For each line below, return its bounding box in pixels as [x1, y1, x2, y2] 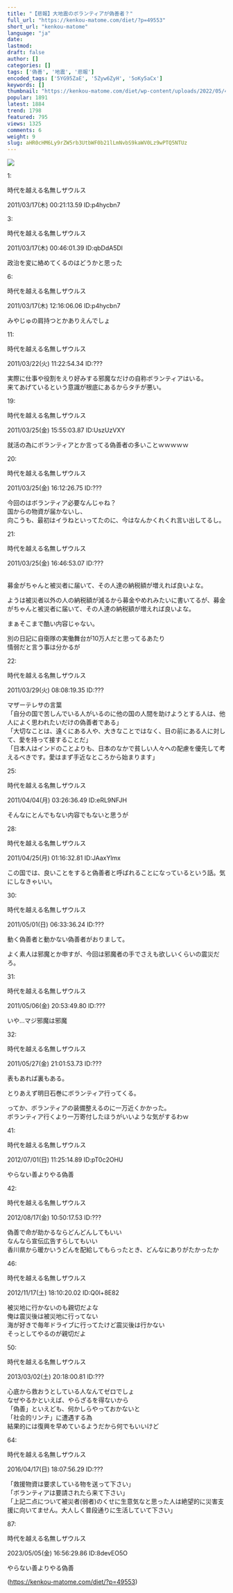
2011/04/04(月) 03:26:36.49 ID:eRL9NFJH [7, 796, 127, 804]
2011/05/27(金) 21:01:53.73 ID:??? [7, 1059, 102, 1068]
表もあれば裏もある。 [7, 1074, 68, 1082]
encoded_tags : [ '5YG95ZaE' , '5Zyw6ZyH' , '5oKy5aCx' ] [7, 74, 163, 82]
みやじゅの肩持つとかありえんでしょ [7, 317, 111, 325]
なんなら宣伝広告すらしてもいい [7, 1237, 98, 1245]
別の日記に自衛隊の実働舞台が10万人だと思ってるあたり [7, 634, 165, 643]
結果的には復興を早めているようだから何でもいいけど [7, 1422, 159, 1430]
